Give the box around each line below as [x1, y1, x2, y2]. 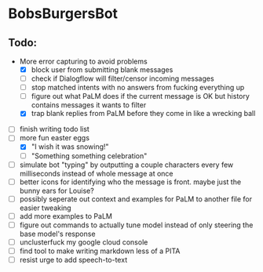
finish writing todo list [19, 125, 90, 134]
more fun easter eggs [19, 133, 90, 143]
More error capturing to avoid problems [19, 56, 148, 66]
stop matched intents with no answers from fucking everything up [31, 83, 245, 92]
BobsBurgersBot [8, 5, 119, 23]
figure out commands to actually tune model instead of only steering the [19, 220, 254, 230]
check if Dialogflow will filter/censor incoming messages [31, 74, 214, 83]
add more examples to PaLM [19, 211, 112, 220]
